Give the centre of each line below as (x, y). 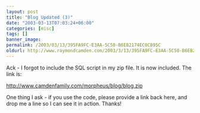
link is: (14, 74)
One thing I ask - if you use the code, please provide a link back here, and (97, 97)
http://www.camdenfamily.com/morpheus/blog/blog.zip (74, 85)
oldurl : (16, 51)
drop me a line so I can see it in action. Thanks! (64, 103)
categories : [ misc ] (30, 28)
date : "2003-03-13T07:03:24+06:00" (50, 23)
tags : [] (17, 34)
